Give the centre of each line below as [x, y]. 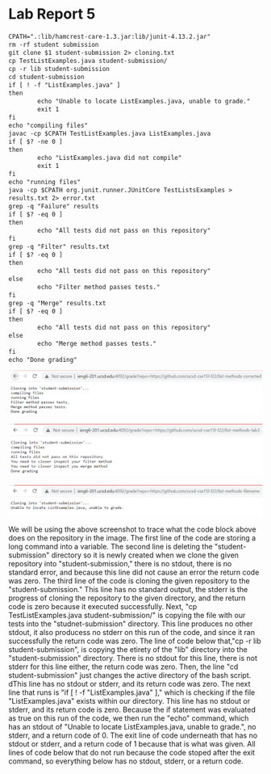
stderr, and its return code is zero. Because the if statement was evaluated [132, 710]
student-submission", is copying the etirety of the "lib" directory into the [128, 650]
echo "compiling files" [48, 125]
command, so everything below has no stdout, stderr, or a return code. [126, 761]
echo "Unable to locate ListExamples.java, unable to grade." [144, 101]
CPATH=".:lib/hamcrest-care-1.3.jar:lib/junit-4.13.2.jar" [110, 36]
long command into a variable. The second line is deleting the [110, 547]
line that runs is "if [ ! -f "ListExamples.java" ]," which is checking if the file [132, 692]
